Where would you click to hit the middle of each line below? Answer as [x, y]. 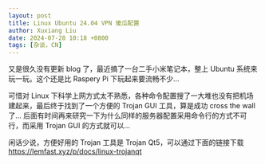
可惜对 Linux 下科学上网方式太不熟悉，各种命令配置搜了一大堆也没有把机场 [131, 96]
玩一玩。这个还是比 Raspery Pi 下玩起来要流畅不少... [94, 79]
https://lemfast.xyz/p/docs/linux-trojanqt [75, 151]
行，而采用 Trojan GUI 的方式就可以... [69, 126]
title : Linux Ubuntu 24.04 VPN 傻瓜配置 [74, 23]
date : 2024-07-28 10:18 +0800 [59, 38]
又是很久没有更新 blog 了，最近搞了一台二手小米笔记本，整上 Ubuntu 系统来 [133, 69]
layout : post [30, 16]
